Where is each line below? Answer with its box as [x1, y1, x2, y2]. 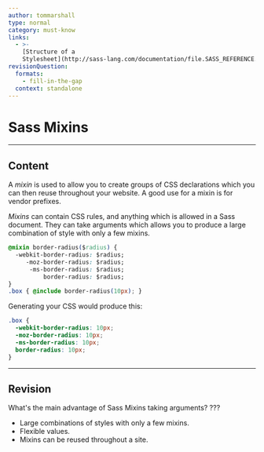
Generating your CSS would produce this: [8, 301, 143, 311]
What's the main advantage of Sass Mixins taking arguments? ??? [8, 403, 221, 413]
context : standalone [15, 84, 82, 93]
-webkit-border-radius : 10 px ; [15, 324, 114, 332]
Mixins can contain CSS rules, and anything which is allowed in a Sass [8, 212, 236, 221]
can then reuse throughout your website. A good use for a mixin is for [8, 188, 233, 198]
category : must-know [8, 26, 76, 34]
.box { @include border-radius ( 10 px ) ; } [8, 287, 143, 295]
